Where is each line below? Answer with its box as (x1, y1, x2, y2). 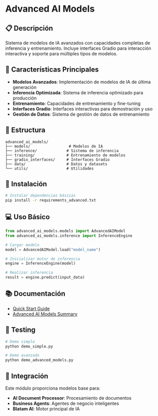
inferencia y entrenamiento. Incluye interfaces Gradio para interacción (5, 45, 151, 51)
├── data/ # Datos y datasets (5, 161, 108, 166)
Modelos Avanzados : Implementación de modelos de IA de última (12, 79, 151, 85)
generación (12, 84, 37, 90)
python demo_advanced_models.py (5, 358, 73, 363)
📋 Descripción (5, 24, 53, 32)
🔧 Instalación (5, 180, 47, 188)
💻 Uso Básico (5, 213, 50, 221)
